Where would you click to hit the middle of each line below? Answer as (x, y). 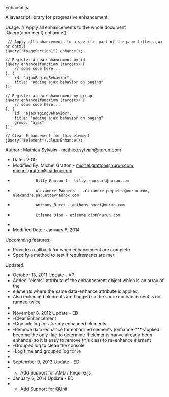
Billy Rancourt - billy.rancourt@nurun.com (82, 181)
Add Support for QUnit (44, 389)
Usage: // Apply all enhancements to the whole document (66, 27)
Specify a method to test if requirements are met (63, 255)
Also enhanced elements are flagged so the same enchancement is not (87, 297)
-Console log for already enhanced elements (60, 324)
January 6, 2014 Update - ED (43, 378)
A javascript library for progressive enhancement (57, 17)
